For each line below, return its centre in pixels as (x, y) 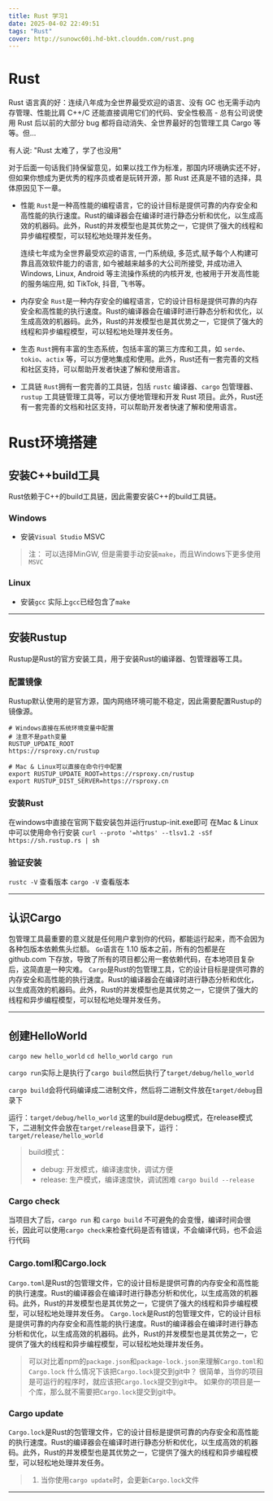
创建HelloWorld (48, 1036)
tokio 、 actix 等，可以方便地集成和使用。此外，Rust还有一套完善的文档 (139, 359)
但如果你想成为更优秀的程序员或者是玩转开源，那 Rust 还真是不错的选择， (132, 178)
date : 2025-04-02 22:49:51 (54, 24)
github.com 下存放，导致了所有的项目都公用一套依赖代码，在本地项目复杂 (132, 959)
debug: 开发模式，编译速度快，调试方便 (106, 1170)
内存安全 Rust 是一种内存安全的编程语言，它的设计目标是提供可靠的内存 (139, 301)
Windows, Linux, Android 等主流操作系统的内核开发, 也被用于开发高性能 (140, 274)
